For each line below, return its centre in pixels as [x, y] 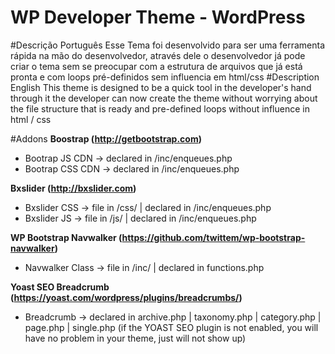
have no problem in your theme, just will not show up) [135, 338]
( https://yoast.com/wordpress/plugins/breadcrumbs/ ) [126, 297]
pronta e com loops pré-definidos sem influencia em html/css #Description [165, 77]
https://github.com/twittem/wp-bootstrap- [213, 237]
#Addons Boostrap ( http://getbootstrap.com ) [106, 138]
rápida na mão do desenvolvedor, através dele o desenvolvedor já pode [158, 55]
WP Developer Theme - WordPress [158, 17]
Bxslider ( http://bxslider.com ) [73, 188]
